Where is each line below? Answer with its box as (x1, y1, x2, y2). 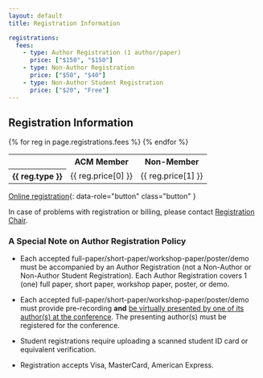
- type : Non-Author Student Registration (23, 78, 163, 87)
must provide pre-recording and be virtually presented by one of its (19, 303, 245, 314)
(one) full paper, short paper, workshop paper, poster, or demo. (19, 279, 230, 290)
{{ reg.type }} (12, 171, 63, 182)
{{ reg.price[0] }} (70, 170, 134, 181)
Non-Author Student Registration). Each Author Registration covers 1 (19, 271, 248, 281)
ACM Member (74, 156, 129, 167)
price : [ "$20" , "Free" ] (29, 86, 110, 94)
